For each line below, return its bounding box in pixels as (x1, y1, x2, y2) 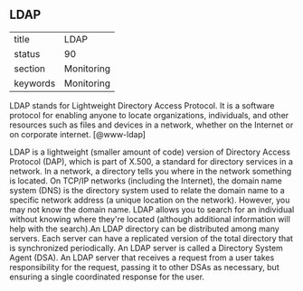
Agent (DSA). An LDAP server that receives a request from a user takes (9, 252, 275, 263)
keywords (14, 77, 56, 89)
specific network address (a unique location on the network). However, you (9, 194, 290, 205)
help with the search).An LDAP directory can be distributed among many (9, 223, 280, 234)
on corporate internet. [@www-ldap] (9, 128, 147, 139)
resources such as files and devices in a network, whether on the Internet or (9, 119, 294, 130)
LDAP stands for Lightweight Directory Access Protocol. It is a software (9, 99, 275, 111)
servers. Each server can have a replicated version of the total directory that (9, 232, 294, 243)
